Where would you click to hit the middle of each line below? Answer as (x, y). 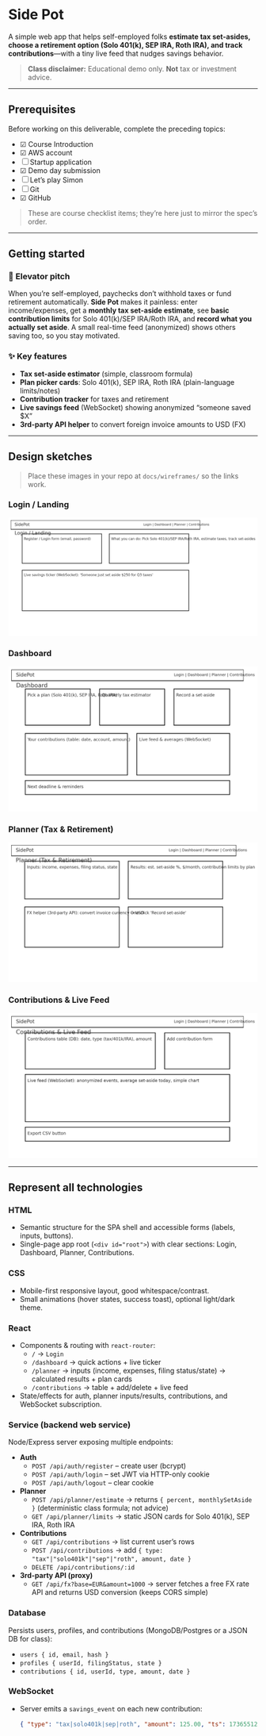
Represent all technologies (76, 1188)
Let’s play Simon (57, 179)
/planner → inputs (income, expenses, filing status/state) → (129, 1370)
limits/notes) (40, 390)
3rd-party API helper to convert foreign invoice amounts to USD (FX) (133, 424)
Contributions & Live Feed (59, 1000)
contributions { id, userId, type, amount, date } (105, 1672)
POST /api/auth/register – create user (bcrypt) (109, 1466)
